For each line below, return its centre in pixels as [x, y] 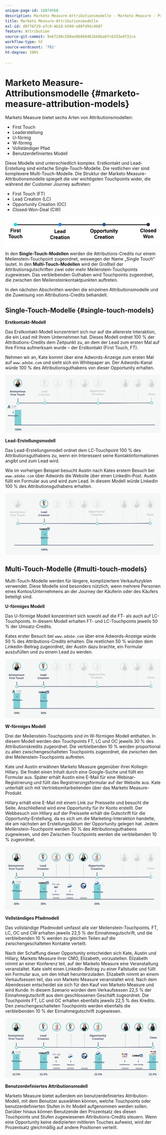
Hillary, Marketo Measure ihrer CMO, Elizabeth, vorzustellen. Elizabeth [77, 958]
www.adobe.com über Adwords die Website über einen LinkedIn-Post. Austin [81, 475]
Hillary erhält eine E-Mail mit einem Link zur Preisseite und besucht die [77, 803]
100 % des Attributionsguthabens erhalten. [49, 486]
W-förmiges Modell [25, 727]
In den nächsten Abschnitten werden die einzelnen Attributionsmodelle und [82, 289]
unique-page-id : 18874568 [32, 10]
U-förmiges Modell [25, 606]
